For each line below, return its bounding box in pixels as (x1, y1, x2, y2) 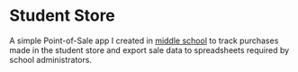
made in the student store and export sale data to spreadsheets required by (9, 44, 290, 55)
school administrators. (9, 54, 93, 65)
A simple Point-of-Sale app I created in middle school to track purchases (9, 35, 279, 46)
